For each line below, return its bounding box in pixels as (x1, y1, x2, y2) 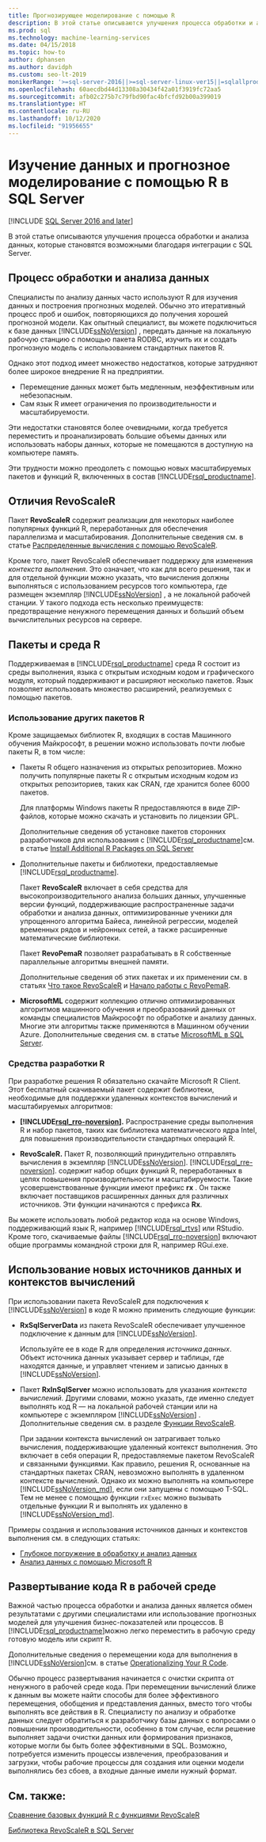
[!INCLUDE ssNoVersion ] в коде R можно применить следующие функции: (8, 1305, 256, 1314)
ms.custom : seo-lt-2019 (8, 71, 87, 78)
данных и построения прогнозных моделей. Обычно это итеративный (8, 300, 245, 310)
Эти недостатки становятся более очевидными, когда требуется (8, 422, 228, 432)
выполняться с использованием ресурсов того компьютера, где (8, 582, 228, 591)
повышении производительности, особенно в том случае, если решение (8, 1724, 256, 1733)
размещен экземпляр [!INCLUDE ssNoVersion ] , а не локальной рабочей (8, 589, 251, 599)
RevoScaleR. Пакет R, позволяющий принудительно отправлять (19, 1149, 237, 1158)
